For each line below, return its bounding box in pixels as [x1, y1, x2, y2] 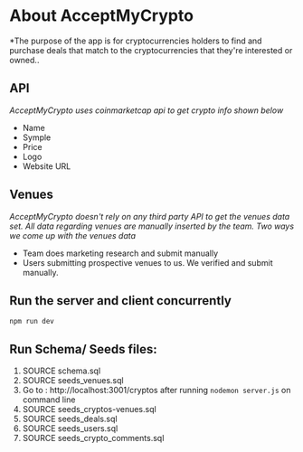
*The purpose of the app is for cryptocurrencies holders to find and [9, 35, 262, 46]
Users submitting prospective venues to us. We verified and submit [22, 257, 273, 268]
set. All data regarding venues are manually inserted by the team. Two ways [9, 221, 295, 231]
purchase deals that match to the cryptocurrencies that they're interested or [9, 44, 293, 55]
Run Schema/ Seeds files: [9, 341, 158, 357]
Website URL [22, 160, 71, 172]
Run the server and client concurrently [9, 293, 232, 308]
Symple [22, 132, 52, 143]
